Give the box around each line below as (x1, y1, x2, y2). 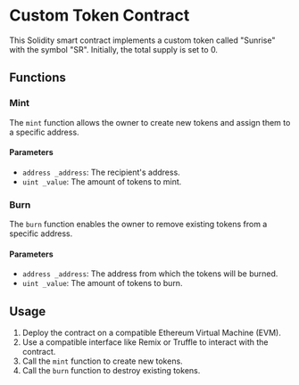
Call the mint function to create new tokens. (21, 356, 183, 366)
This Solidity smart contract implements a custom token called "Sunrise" (9, 35, 276, 45)
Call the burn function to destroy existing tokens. (21, 365, 201, 376)
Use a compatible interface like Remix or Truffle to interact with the (21, 337, 269, 348)
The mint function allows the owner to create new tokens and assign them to (9, 117, 291, 127)
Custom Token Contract (9, 5, 190, 26)
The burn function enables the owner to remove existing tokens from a (9, 219, 268, 230)
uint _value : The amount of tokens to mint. (21, 176, 182, 187)
